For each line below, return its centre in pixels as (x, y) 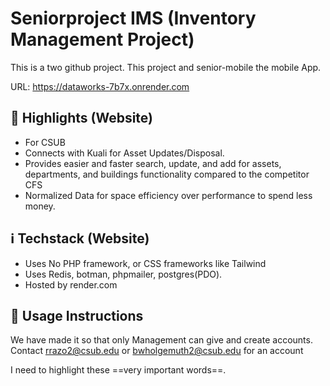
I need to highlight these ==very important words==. (118, 370)
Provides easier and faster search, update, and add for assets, (153, 163)
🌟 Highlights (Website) (81, 118)
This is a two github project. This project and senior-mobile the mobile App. (166, 67)
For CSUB (45, 142)
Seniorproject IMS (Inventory (133, 18)
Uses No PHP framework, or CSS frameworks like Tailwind (145, 263)
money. (40, 206)
